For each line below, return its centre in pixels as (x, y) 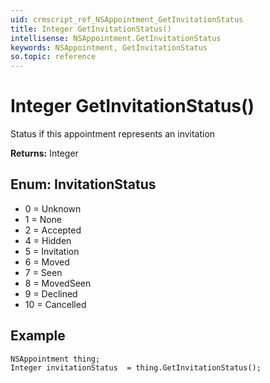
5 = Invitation (52, 251)
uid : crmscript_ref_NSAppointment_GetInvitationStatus (127, 19)
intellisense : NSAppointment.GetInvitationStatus (116, 38)
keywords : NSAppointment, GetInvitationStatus (109, 47)
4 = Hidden (48, 240)
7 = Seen (43, 272)
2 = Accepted (53, 230)
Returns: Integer (44, 153)
